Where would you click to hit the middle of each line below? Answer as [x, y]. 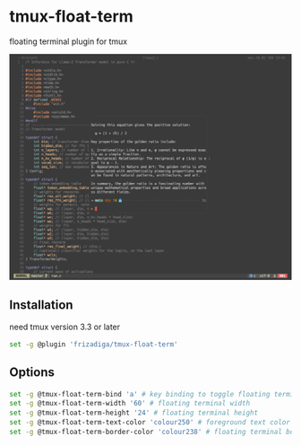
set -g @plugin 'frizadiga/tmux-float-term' [94, 344]
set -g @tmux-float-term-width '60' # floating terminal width [130, 404]
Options [32, 373]
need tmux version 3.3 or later [65, 327]
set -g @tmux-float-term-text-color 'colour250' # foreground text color [150, 423]
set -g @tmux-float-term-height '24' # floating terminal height [133, 413]
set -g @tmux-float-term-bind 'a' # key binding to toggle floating [140, 394]
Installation [41, 305]
